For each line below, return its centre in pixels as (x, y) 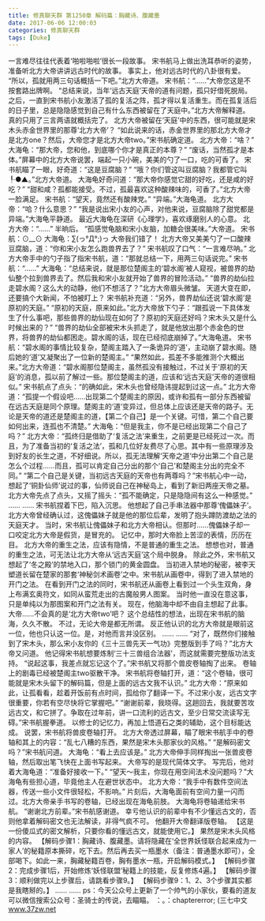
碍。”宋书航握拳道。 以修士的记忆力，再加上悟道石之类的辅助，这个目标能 (127, 723)
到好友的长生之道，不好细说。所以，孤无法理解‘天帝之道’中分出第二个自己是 (131, 456)
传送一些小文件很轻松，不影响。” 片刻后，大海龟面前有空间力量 (123, 791)
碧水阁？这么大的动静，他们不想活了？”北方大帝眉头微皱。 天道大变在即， (135, 288)
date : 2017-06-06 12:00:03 (52, 23)
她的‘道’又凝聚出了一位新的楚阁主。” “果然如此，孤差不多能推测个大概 (126, 357)
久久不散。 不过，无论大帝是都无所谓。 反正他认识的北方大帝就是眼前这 (138, 624)
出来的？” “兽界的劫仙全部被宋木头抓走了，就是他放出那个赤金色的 (130, 328)
